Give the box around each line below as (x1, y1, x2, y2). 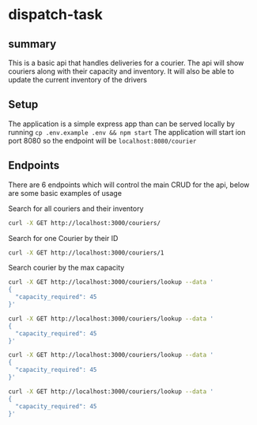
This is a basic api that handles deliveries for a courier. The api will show (8, 58, 244, 67)
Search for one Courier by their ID (8, 233, 119, 243)
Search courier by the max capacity (8, 263, 125, 273)
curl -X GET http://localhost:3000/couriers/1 (8, 248, 164, 257)
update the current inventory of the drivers (8, 75, 148, 84)
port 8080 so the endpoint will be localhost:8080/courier (8, 136, 197, 145)
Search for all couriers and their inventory (8, 204, 144, 213)
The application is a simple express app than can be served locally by (8, 119, 236, 128)
